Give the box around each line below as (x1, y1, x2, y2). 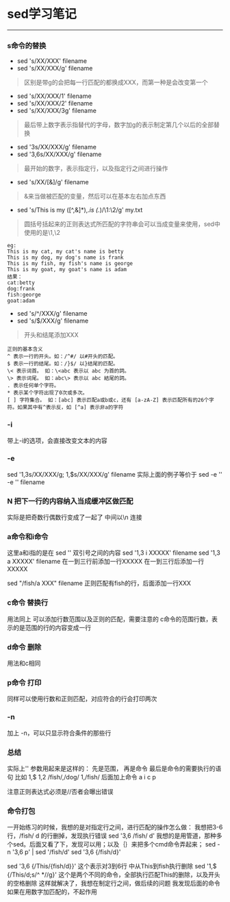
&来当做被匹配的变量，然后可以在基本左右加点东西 (23, 192, 166, 201)
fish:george (7, 292, 41, 299)
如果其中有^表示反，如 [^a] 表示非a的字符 (16, 404, 124, 411)
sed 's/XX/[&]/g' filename (16, 178, 89, 186)
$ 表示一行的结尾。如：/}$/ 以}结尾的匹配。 (7, 360, 118, 367)
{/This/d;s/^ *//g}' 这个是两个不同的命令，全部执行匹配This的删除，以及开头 (7, 870, 220, 879)
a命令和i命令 (7, 532, 49, 542)
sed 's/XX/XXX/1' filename (16, 92, 92, 100)
